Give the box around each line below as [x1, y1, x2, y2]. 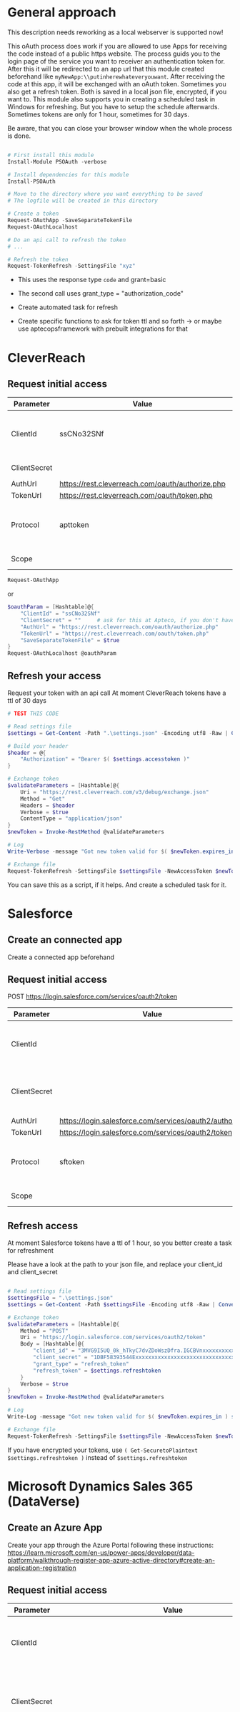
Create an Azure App [7, 1522, 103, 1534]
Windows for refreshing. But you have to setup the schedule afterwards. [7, 102, 220, 111]
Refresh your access [7, 669, 101, 682]
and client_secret [7, 1268, 59, 1276]
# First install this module [7, 151, 94, 159]
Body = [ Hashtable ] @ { [20, 1341, 84, 1348]
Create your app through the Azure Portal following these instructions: [7, 1541, 214, 1549]
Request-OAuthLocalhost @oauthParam [7, 650, 116, 657]
